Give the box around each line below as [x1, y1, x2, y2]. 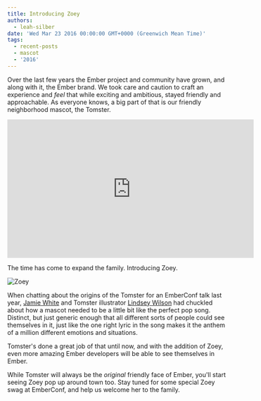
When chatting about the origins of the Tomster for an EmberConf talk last [7, 291, 222, 299]
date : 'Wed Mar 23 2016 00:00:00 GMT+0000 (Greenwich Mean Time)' [7, 30, 206, 37]
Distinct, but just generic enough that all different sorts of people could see [7, 313, 225, 322]
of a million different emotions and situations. [7, 328, 139, 336]
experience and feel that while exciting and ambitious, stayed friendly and [7, 90, 222, 98]
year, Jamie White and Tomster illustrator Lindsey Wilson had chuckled [7, 298, 213, 307]
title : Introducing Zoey [7, 10, 80, 18]
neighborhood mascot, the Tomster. [7, 105, 111, 113]
